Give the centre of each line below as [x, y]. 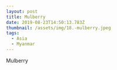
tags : [13, 33]
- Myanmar [23, 44]
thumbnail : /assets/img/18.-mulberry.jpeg [58, 28]
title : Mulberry [26, 17]
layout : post [22, 11]
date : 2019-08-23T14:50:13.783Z [45, 22]
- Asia [19, 38]
